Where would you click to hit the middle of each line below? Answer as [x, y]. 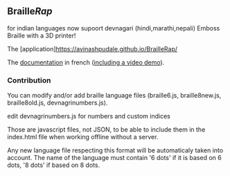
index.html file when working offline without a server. [83, 137]
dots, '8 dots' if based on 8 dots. [54, 165]
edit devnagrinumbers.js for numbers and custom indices [89, 116]
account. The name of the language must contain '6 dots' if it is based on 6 [114, 158]
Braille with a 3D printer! [42, 35]
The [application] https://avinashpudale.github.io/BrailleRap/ [92, 49]
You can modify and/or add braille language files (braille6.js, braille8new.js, [114, 96]
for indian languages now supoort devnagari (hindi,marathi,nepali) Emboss [114, 28]
